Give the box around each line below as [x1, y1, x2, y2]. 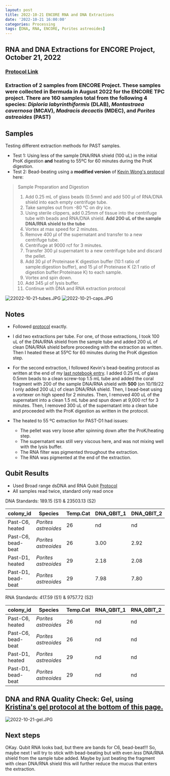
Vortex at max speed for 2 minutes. [25, 226, 99, 232]
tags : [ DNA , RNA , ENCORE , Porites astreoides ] [5, 26, 105, 31]
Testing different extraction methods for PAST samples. [5, 143, 121, 149]
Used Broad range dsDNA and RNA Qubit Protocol [12, 483, 117, 489]
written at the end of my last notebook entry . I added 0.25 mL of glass [12, 370, 158, 376]
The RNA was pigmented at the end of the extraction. [20, 454, 132, 460]
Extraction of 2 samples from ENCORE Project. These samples [5, 82, 161, 89]
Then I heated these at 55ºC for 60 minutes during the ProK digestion [12, 349, 158, 355]
